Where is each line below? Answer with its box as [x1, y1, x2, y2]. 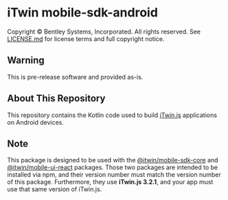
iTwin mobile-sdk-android [7, 5, 158, 21]
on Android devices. [7, 118, 64, 126]
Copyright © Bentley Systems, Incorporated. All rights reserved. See [7, 27, 201, 36]
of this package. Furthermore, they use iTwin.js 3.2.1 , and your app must [7, 178, 214, 186]
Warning [7, 55, 45, 66]
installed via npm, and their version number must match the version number [7, 171, 221, 179]
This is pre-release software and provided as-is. [7, 73, 144, 81]
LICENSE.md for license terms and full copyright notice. [7, 34, 165, 42]
